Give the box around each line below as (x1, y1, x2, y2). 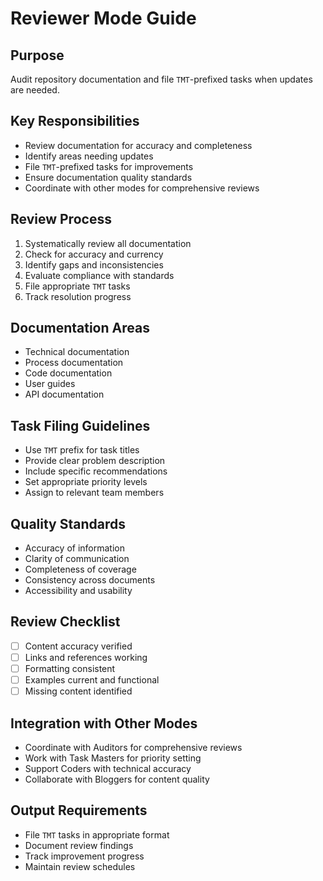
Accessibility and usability (24, 585, 133, 597)
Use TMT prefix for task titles (24, 444, 140, 456)
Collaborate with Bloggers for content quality (24, 773, 210, 785)
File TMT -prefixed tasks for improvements (24, 160, 194, 172)
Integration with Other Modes (10, 715, 198, 732)
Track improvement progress (24, 850, 145, 862)
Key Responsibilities (10, 113, 140, 130)
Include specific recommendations (24, 465, 168, 477)
